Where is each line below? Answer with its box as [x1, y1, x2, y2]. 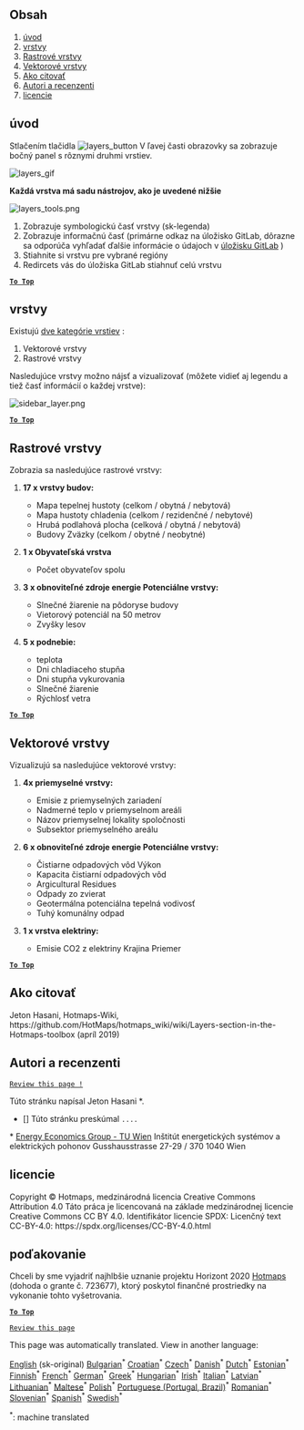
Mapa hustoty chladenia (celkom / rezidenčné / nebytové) [35, 509, 253, 520]
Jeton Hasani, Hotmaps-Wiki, [9, 1009, 119, 1020]
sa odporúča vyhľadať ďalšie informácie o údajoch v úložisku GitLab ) [22, 240, 284, 251]
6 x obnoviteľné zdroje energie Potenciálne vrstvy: [22, 842, 219, 853]
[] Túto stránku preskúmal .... [22, 1113, 138, 1124]
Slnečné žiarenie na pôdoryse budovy [35, 600, 179, 611]
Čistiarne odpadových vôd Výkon [35, 859, 162, 870]
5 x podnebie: [22, 637, 76, 648]
